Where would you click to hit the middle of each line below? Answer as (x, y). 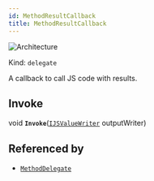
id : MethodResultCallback (52, 16)
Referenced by (46, 148)
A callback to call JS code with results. (73, 78)
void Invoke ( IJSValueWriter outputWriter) (77, 123)
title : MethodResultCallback (58, 24)
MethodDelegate (46, 169)
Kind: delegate (33, 62)
